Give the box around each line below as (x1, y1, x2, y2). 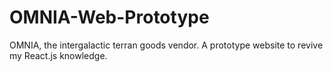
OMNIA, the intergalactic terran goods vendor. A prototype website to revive (9, 39, 324, 51)
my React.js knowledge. (9, 49, 108, 61)
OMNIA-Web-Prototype (9, 6, 210, 29)
